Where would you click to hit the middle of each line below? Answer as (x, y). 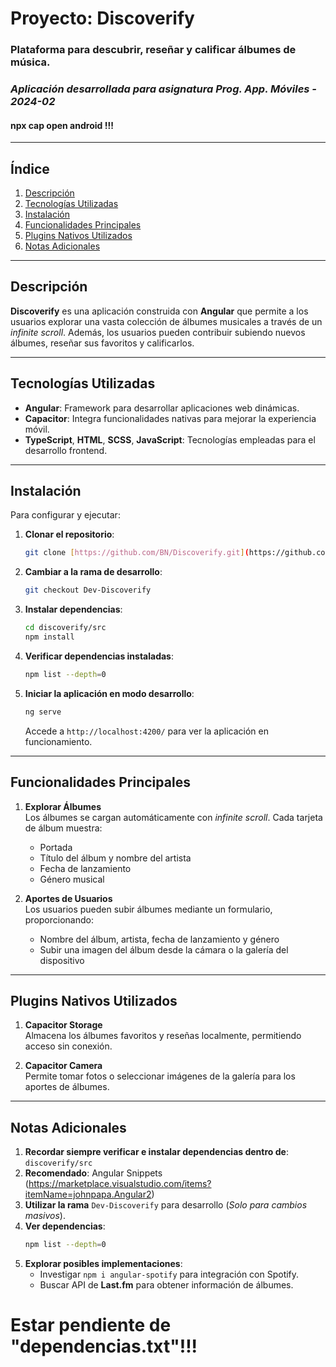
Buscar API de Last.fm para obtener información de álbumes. (166, 1285)
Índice (30, 168)
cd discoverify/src (65, 628)
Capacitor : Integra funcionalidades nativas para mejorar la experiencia (170, 418)
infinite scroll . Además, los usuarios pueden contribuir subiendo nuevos (158, 332)
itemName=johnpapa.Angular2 (88, 1194)
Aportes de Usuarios (68, 898)
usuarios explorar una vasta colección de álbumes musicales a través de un (166, 321)
